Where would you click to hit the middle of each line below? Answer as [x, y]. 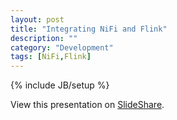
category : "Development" [62, 47]
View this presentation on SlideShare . [87, 105]
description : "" [44, 38]
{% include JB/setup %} [60, 85]
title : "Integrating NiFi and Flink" [89, 29]
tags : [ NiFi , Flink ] [51, 57]
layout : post [37, 19]
